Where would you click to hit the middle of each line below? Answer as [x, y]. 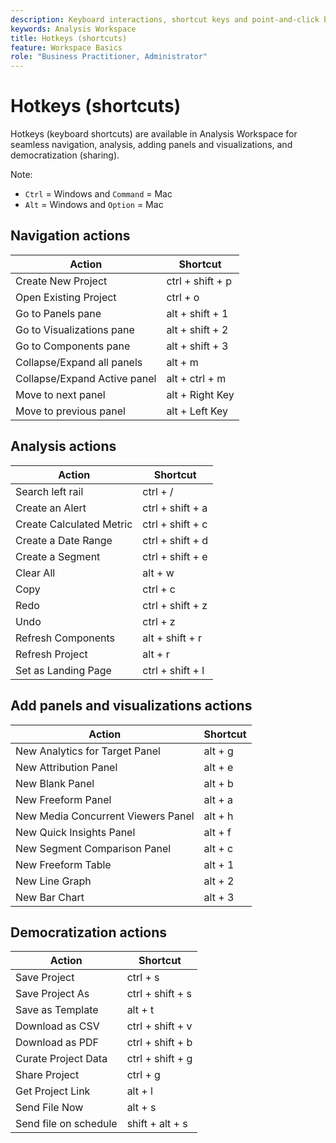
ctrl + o [183, 297]
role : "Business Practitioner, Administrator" [109, 57]
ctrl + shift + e [175, 556]
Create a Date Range [64, 540]
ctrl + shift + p [199, 281]
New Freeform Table [63, 864]
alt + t [140, 1010]
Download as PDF [57, 1043]
